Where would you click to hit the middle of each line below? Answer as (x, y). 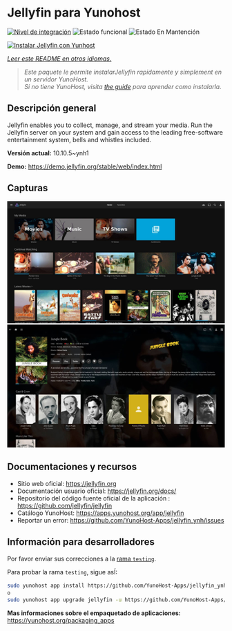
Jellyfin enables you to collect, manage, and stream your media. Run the (110, 125)
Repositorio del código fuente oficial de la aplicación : (94, 498)
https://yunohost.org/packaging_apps (61, 621)
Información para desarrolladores (81, 542)
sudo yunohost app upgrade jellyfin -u (65, 600)
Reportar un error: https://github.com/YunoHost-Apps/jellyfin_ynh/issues (120, 520)
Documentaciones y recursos (72, 467)
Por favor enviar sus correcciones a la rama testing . (82, 559)
